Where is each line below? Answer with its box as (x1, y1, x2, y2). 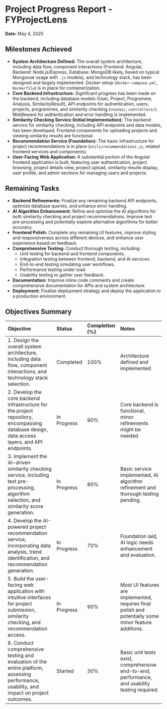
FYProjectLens (5, 14, 68, 25)
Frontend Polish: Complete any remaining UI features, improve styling (12, 229, 156, 235)
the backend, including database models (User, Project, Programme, (12, 95, 153, 101)
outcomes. (7, 696, 32, 703)
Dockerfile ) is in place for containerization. (12, 85, 101, 91)
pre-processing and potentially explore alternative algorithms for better (12, 219, 158, 225)
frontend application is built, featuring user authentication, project (12, 159, 148, 165)
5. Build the (7, 575, 34, 582)
